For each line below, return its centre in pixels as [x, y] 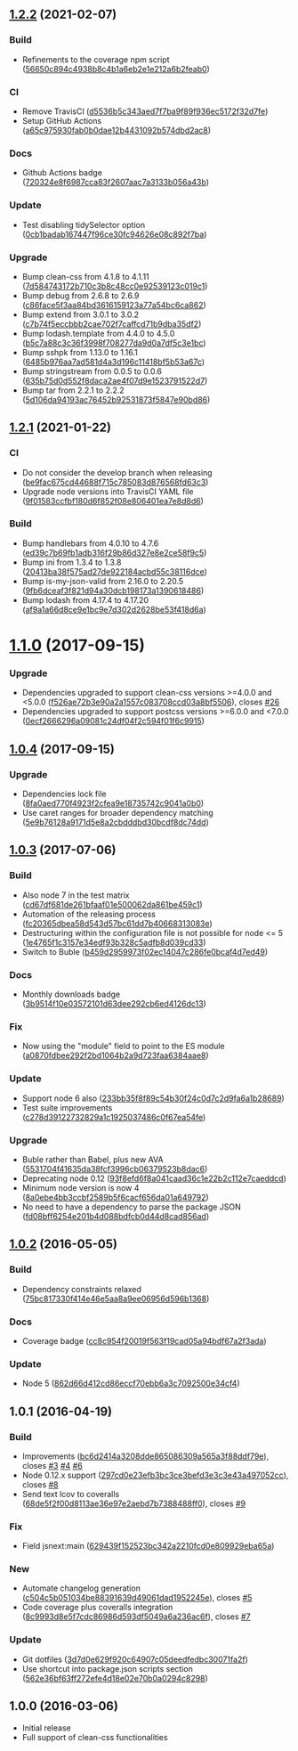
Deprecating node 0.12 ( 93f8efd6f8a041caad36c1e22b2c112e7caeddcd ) [154, 1178]
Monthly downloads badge [71, 994]
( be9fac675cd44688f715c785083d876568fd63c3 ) [115, 482]
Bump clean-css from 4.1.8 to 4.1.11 [85, 276]
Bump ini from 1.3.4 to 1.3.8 [72, 562]
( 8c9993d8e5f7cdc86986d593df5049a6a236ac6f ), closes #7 [136, 1617]
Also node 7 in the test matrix [76, 895]
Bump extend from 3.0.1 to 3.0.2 [81, 314]
